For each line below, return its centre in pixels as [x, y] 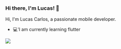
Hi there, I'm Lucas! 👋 [33, 8]
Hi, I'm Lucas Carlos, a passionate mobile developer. [61, 19]
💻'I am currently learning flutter [47, 30]
